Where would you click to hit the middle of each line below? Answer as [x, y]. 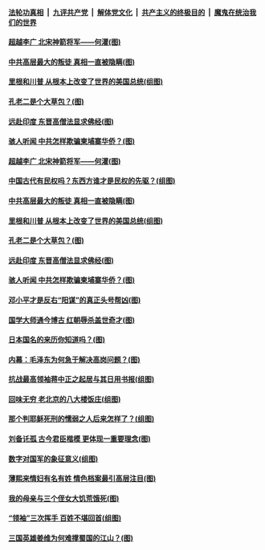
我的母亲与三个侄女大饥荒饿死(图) [64, 498]
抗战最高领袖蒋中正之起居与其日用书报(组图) [82, 379]
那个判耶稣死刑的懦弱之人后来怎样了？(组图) [82, 419]
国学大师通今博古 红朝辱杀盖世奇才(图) [71, 320]
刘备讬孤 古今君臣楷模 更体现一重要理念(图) [79, 439]
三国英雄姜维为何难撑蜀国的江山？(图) [71, 538]
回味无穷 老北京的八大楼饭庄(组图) [65, 399]
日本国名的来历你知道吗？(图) [57, 340]
